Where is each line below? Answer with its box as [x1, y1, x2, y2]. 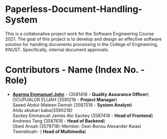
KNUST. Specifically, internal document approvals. [5, 46, 109, 52]
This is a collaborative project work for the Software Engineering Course [5, 30, 154, 36]
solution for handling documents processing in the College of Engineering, [5, 41, 158, 47]
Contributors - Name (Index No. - [5, 64, 145, 75]
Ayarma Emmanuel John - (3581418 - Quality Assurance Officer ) [12, 91, 149, 97]
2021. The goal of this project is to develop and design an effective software [5, 36, 162, 42]
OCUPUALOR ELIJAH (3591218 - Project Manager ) [12, 96, 117, 102]
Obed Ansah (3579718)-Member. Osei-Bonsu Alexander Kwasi [12, 123, 141, 129]
